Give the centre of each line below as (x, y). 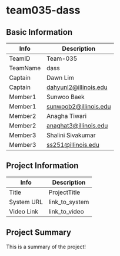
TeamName (25, 68)
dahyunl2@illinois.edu (77, 87)
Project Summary (39, 233)
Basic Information (39, 32)
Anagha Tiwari (66, 116)
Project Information (42, 166)
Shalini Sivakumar (71, 135)
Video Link (24, 211)
